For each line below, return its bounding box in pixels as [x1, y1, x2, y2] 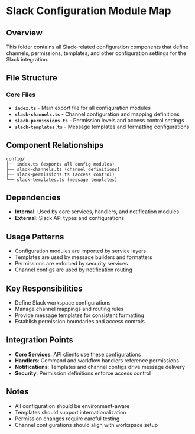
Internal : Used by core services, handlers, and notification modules [14, 208, 180, 215]
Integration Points [6, 335, 74, 345]
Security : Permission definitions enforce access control [14, 370, 151, 377]
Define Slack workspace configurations [14, 299, 111, 306]
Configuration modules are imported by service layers [14, 247, 147, 255]
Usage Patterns [6, 232, 64, 242]
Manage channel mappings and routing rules [14, 305, 124, 312]
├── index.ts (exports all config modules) [6, 161, 115, 167]
